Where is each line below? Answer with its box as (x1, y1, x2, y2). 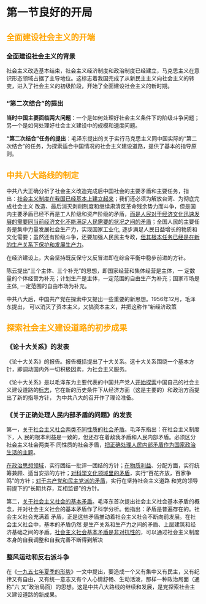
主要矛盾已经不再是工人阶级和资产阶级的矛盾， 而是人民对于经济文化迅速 (11, 210, 194, 218)
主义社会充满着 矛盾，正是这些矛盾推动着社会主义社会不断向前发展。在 (11, 513, 191, 520)
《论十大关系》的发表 (6, 343, 69, 351)
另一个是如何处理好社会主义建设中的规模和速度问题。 (6, 122, 141, 129)
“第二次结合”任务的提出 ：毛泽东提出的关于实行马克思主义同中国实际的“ (6, 135, 187, 142)
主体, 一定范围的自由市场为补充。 (6, 282, 90, 289)
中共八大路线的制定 (6, 170, 79, 180)
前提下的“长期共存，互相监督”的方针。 (6, 484, 103, 492)
